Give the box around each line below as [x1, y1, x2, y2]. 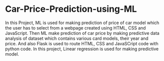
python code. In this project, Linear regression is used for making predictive [5, 46, 159, 52]
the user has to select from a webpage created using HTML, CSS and [5, 25, 146, 30]
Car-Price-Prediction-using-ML [5, 3, 137, 15]
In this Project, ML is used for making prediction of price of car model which [5, 20, 160, 26]
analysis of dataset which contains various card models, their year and [5, 35, 149, 41]
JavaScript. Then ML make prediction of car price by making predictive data [5, 30, 160, 36]
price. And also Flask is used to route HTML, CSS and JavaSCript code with [5, 40, 159, 46]
